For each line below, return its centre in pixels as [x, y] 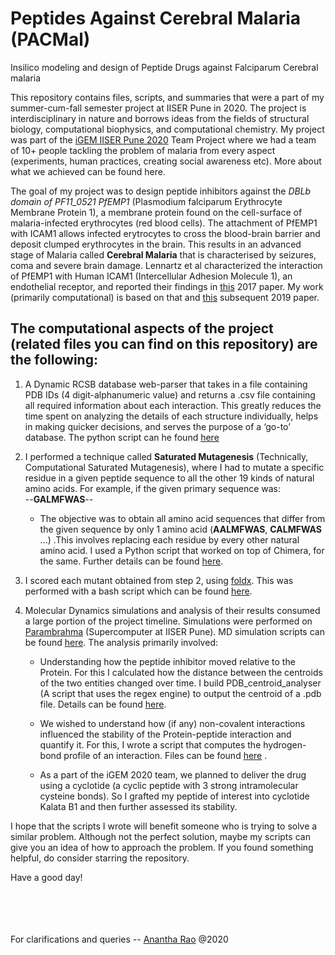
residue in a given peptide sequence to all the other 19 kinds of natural [169, 478]
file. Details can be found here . [103, 704]
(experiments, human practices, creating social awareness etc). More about [166, 161]
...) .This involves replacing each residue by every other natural [169, 539]
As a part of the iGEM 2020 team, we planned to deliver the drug [173, 774]
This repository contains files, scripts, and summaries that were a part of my [167, 97]
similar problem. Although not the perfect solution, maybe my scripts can [160, 836]
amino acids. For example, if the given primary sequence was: [152, 488]
